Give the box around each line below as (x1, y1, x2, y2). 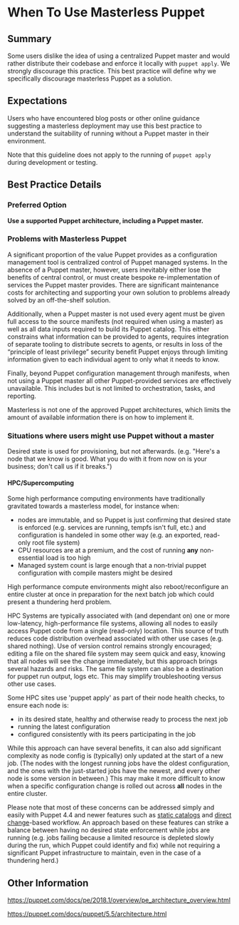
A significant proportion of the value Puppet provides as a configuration (7, 250, 218, 259)
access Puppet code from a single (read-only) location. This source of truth (7, 627, 229, 635)
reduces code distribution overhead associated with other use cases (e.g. (7, 634, 224, 643)
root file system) (31, 538, 80, 547)
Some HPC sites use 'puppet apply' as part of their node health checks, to (7, 693, 225, 702)
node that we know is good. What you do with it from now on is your (7, 454, 208, 464)
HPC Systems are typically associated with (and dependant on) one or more (7, 611, 230, 620)
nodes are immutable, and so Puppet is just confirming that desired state (17, 516, 231, 524)
